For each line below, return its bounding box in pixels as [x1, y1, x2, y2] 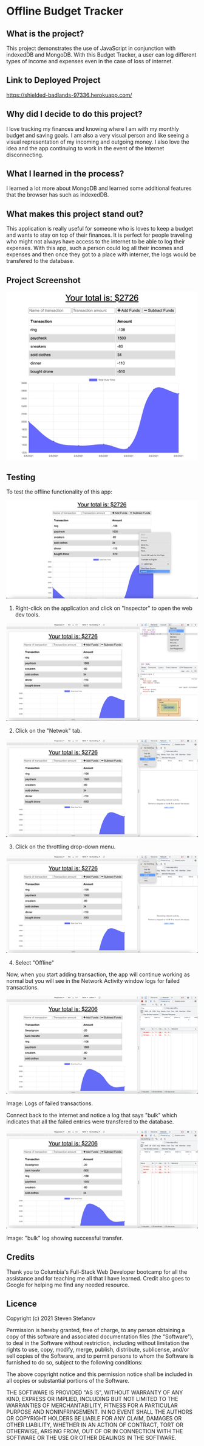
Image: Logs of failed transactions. [6, 1100, 93, 1107]
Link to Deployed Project [6, 75, 101, 86]
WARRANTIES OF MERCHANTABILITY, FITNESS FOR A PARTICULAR [6, 1402, 178, 1409]
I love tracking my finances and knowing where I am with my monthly [6, 125, 179, 132]
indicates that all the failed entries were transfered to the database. [6, 1118, 174, 1125]
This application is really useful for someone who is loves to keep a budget [6, 225, 193, 232]
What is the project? [6, 29, 84, 39]
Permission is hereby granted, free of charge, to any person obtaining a [6, 1327, 185, 1334]
